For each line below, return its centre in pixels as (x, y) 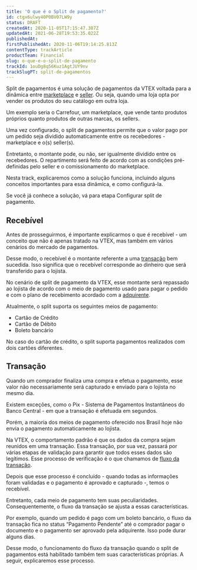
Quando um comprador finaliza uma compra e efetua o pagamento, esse (94, 380)
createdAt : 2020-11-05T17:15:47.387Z (52, 28)
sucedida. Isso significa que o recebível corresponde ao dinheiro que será (96, 265)
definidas (17, 167)
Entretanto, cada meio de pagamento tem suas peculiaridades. (82, 500)
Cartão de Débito (35, 324)
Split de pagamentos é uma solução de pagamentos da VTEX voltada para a (99, 88)
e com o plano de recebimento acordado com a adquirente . (78, 295)
